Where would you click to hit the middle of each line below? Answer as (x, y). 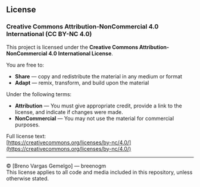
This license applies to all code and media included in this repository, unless (99, 172)
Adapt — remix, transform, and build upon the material (82, 83)
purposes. (27, 125)
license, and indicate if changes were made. (69, 112)
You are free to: (25, 65)
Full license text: (26, 136)
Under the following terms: (39, 94)
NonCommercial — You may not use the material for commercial (94, 118)
